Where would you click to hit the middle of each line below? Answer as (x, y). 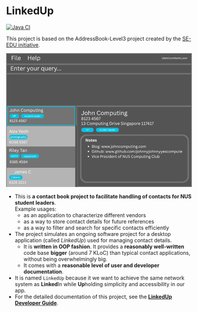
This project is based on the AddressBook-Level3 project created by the (94, 38)
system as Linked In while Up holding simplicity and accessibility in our (100, 284)
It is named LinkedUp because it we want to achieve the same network (99, 278)
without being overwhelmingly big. (65, 259)
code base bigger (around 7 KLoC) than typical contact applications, (107, 252)
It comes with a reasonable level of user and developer (91, 265)
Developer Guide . (37, 303)
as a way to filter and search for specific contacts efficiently (96, 228)
